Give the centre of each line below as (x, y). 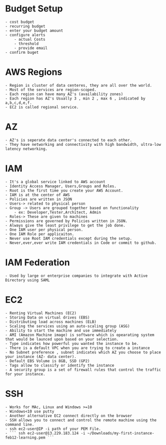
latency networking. (27, 149)
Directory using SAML (28, 280)
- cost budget (20, 22)
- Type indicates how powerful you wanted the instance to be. (72, 343)
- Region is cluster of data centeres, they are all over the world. (79, 85)
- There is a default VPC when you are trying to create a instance (78, 348)
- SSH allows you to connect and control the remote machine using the (81, 420)
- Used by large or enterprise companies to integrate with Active (77, 276)
